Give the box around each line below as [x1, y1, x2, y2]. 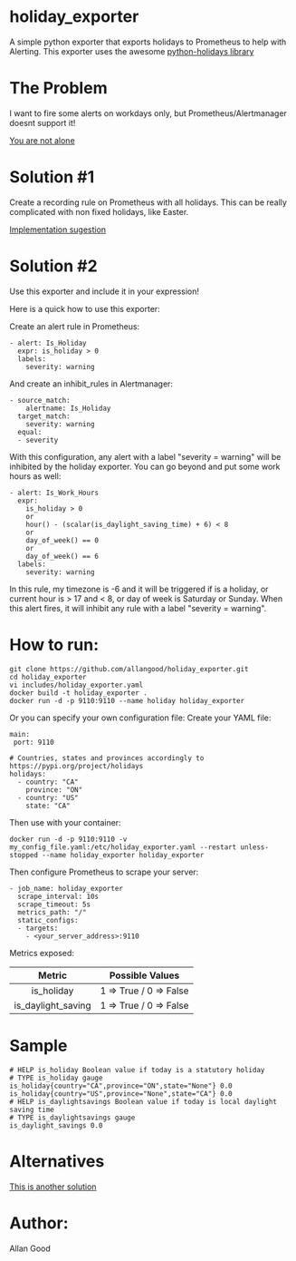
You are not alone [9, 134, 75, 146]
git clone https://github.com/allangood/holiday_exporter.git [9, 664, 249, 673]
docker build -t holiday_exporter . [9, 688, 148, 698]
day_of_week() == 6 [25, 552, 100, 561]
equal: [17, 427, 43, 436]
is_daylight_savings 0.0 [9, 1120, 103, 1130]
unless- [240, 842, 270, 852]
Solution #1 [9, 167, 95, 188]
